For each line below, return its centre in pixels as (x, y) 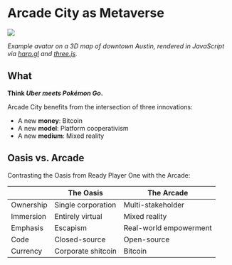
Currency (27, 251)
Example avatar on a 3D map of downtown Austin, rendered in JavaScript (116, 46)
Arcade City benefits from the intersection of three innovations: (100, 107)
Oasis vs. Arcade (46, 158)
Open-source (147, 239)
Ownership (29, 205)
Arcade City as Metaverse (86, 13)
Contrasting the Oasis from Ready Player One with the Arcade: (99, 175)
